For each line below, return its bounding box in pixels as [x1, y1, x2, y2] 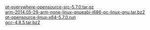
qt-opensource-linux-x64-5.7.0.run [5, 15, 76, 20]
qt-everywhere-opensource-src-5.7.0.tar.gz [5, 4, 94, 10]
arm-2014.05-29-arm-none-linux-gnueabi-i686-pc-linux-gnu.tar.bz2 [5, 9, 145, 15]
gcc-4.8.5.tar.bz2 [5, 19, 40, 25]
